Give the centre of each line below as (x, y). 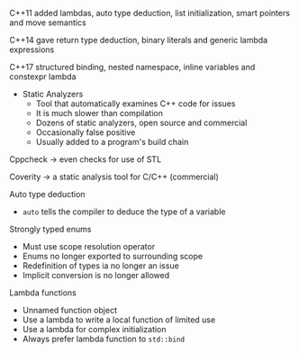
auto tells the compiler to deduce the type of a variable (124, 212)
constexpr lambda (43, 77)
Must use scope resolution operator (89, 246)
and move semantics (48, 23)
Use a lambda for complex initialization (94, 329)
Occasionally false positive (86, 132)
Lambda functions (43, 293)
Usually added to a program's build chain (112, 142)
